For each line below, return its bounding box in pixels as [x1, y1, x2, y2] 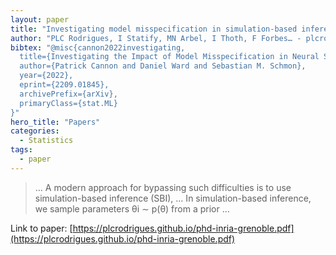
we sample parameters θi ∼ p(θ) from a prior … [34, 202, 230, 215]
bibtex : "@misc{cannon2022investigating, [10, 42, 186, 53]
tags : [10, 145, 33, 155]
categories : [10, 126, 60, 136]
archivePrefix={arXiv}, [19, 89, 118, 99]
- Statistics [19, 136, 74, 146]
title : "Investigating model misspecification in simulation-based [10, 24, 298, 34]
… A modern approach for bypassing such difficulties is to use [34, 181, 292, 193]
